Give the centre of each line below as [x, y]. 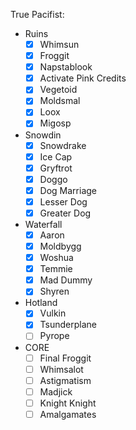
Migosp [55, 123]
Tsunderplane [68, 325]
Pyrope [54, 336]
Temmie [56, 269]
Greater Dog [65, 213]
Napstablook [66, 67]
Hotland [41, 303]
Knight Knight [68, 403]
